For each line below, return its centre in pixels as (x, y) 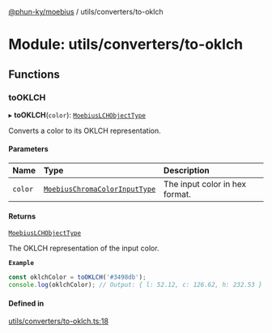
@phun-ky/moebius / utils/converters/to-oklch (86, 12)
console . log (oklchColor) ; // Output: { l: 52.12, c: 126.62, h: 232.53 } (136, 285)
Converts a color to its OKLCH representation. (85, 130)
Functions (34, 74)
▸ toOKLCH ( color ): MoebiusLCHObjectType (77, 115)
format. (177, 194)
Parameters (28, 149)
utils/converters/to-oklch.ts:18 (59, 321)
